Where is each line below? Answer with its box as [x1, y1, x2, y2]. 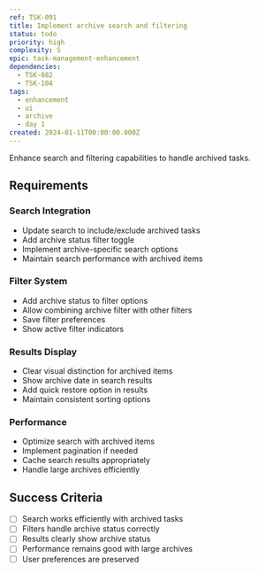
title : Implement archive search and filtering [9, 21, 188, 30]
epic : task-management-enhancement [9, 54, 140, 63]
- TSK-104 [17, 79, 53, 88]
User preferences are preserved [21, 554, 140, 564]
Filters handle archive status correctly [21, 523, 161, 534]
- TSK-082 [17, 71, 53, 80]
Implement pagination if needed [21, 445, 139, 456]
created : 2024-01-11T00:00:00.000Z [9, 128, 140, 137]
